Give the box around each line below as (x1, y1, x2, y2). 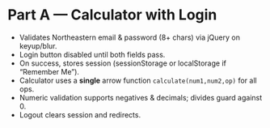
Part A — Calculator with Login (7, 6, 217, 24)
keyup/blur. (19, 41, 57, 50)
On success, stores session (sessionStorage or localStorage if (19, 58, 227, 68)
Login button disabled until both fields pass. (19, 49, 166, 59)
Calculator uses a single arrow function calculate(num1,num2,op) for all (19, 75, 257, 85)
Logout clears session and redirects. (19, 109, 141, 119)
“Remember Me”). (19, 66, 80, 76)
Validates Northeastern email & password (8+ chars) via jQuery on (19, 32, 240, 42)
